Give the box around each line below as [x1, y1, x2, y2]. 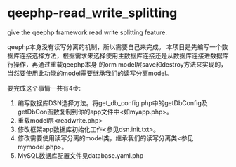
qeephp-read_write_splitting [7, 5, 178, 21]
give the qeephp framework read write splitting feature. [7, 28, 167, 36]
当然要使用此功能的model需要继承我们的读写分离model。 [7, 69, 173, 77]
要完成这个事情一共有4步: [7, 83, 81, 92]
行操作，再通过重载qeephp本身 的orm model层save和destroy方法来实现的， [7, 60, 227, 68]
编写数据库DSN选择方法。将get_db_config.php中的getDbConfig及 [17, 98, 209, 107]
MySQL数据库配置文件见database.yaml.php [17, 151, 144, 159]
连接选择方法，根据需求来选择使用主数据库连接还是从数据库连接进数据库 [19, 51, 229, 60]
